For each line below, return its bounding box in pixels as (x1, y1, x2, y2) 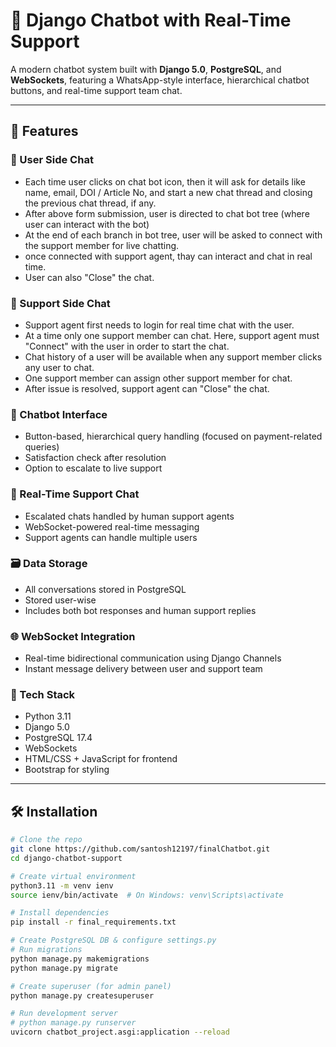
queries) (24, 441, 60, 453)
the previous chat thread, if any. (24, 197, 157, 209)
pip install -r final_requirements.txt (10, 917, 177, 928)
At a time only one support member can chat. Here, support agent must (24, 329, 320, 341)
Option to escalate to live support (24, 462, 163, 474)
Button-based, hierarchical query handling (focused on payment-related (24, 430, 323, 443)
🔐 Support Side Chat (10, 296, 111, 310)
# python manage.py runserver (10, 1018, 137, 1028)
